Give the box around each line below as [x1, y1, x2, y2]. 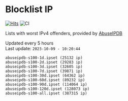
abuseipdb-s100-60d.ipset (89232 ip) [5, 77, 85, 82]
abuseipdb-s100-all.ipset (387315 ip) [5, 90, 87, 96]
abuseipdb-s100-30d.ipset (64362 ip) [5, 73, 85, 78]
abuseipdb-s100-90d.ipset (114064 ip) [5, 82, 87, 87]
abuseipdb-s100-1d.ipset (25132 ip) [5, 55, 83, 60]
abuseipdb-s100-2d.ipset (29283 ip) [5, 59, 83, 64]
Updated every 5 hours [5, 40, 54, 46]
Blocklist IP [5, 4, 53, 15]
